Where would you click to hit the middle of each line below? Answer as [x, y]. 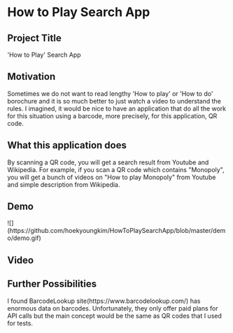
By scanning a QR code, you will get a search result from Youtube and [108, 162]
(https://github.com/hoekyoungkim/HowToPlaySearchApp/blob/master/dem [116, 231]
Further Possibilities [52, 284]
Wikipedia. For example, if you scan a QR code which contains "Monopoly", [116, 169]
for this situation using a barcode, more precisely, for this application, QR [112, 115]
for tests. [20, 323]
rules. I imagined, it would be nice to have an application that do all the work [117, 108]
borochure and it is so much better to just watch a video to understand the [114, 101]
